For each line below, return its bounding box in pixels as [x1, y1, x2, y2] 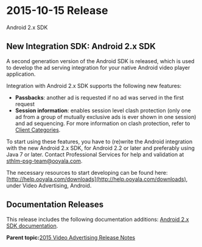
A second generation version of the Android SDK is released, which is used [6, 57, 195, 64]
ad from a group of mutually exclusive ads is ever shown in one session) [15, 113, 197, 120]
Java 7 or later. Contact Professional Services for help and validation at [6, 151, 184, 158]
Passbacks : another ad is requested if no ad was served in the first [15, 93, 184, 101]
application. [6, 70, 36, 78]
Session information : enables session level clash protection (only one [15, 107, 191, 114]
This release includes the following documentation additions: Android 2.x [6, 215, 189, 223]
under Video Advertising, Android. [6, 181, 92, 189]
